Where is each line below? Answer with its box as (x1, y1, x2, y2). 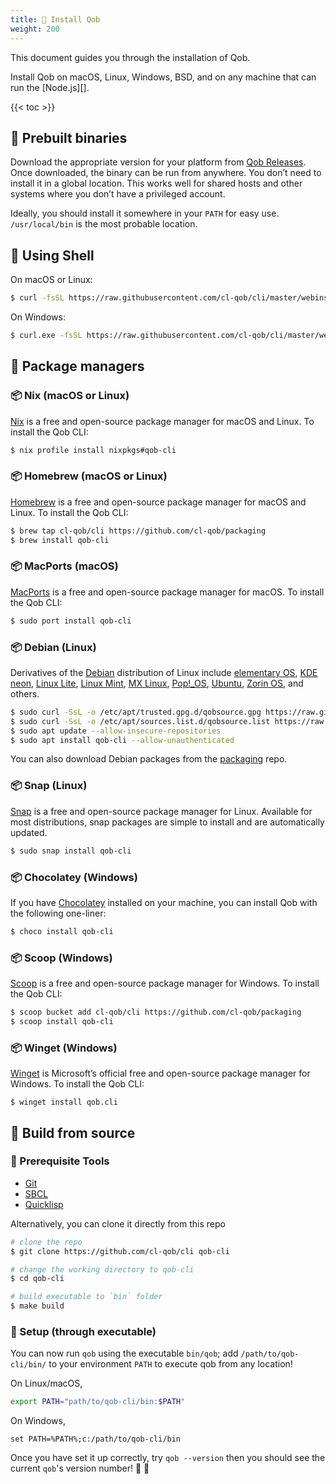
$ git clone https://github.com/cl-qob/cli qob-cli (10, 1246, 230, 1256)
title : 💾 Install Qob (10, 14, 101, 25)
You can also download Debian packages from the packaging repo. (10, 753, 288, 765)
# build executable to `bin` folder (10, 1292, 163, 1302)
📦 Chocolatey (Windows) (10, 870, 138, 884)
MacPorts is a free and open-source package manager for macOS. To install (10, 586, 325, 598)
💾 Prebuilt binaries (10, 129, 128, 146)
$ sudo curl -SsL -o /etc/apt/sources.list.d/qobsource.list (10, 716, 271, 726)
